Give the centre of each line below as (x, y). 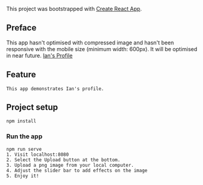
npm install (21, 121)
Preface (22, 28)
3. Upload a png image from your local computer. (70, 165)
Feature (21, 75)
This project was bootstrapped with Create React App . (74, 9)
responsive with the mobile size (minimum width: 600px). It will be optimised (102, 49)
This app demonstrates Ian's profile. (55, 89)
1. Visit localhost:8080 (38, 155)
